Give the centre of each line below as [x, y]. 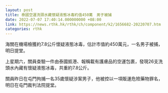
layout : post [19, 10]
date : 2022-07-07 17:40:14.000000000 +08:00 [53, 19]
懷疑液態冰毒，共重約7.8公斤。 [59, 68]
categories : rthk [24, 29]
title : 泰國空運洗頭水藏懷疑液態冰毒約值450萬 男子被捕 [59, 15]
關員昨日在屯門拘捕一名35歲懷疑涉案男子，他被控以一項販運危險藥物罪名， [84, 79]
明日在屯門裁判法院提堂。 [32, 85]
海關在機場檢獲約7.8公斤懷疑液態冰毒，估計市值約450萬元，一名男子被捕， [84, 44]
